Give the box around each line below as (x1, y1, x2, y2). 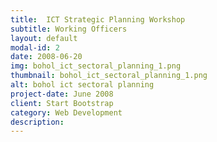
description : (10, 117, 65, 127)
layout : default (10, 33, 78, 43)
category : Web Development (10, 107, 123, 118)
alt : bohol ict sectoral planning (10, 80, 155, 90)
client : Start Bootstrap (10, 98, 114, 108)
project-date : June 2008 (10, 89, 114, 99)
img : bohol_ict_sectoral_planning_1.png (10, 61, 182, 71)
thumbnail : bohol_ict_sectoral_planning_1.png (10, 71, 208, 81)
